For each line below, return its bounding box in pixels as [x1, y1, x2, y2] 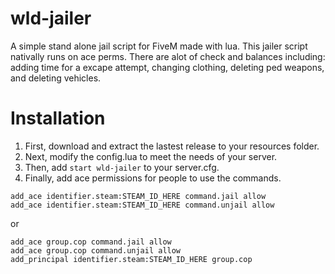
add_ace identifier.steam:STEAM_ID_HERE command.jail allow [10, 191, 267, 201]
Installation [10, 107, 106, 130]
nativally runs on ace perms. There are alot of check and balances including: [10, 50, 326, 62]
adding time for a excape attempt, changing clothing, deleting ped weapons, [10, 61, 325, 73]
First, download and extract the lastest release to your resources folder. [24, 140, 320, 152]
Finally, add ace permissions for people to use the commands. [24, 172, 282, 184]
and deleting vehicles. [10, 72, 102, 84]
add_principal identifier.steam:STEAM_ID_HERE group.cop [10, 254, 253, 264]
